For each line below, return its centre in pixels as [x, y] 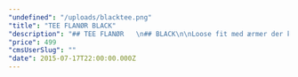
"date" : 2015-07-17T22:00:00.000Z [72, 58]
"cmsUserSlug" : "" [42, 50]
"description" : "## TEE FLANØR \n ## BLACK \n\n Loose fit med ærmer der [146, 34]
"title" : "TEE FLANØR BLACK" [62, 26]
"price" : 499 [32, 42]
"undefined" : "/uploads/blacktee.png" [80, 17]
